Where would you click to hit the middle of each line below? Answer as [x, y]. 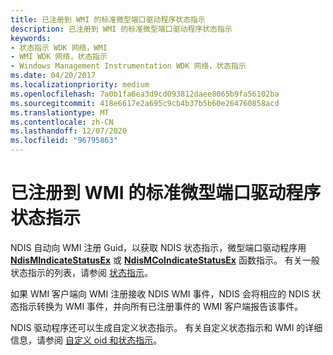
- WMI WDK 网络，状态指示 [59, 57]
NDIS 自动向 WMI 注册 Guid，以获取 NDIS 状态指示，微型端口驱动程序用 [158, 247]
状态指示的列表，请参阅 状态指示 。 [81, 272]
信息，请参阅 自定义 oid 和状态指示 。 [86, 340]
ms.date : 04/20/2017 [53, 76]
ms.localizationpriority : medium [80, 85]
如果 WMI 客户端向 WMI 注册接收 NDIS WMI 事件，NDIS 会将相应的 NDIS [160, 293]
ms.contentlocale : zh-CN [62, 122]
